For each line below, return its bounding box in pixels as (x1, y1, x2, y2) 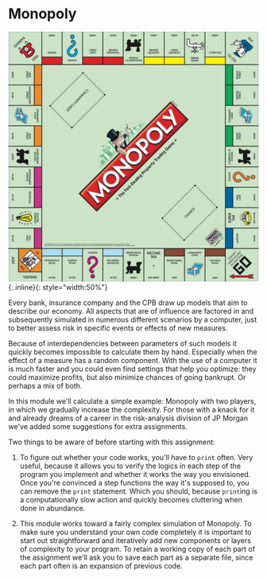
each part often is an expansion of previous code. (19, 560, 183, 570)
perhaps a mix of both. (8, 381, 83, 390)
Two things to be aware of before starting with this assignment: (8, 437, 216, 447)
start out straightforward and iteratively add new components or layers (19, 535, 252, 545)
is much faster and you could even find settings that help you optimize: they (8, 364, 257, 373)
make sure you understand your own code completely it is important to (19, 527, 252, 537)
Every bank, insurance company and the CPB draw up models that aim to (8, 298, 248, 307)
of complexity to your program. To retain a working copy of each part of (19, 544, 256, 553)
